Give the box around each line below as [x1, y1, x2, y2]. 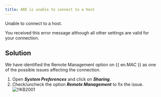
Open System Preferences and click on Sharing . [12, 76, 111, 82]
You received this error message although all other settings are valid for [5, 30, 149, 35]
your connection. [5, 35, 40, 41]
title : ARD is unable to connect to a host [5, 7, 95, 12]
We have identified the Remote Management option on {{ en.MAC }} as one [5, 62, 156, 68]
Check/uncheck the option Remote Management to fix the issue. [12, 81, 144, 87]
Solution [5, 49, 31, 57]
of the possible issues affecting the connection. [5, 67, 101, 73]
